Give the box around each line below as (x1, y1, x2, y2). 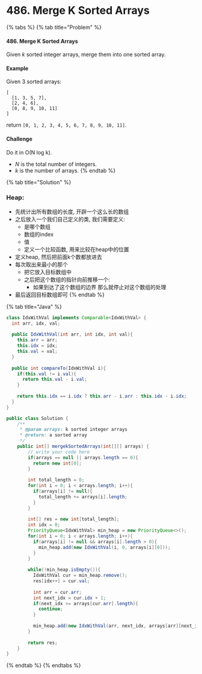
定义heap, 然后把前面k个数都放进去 (14, 253, 102, 260)
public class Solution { (6, 415, 69, 421)
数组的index (23, 230, 54, 238)
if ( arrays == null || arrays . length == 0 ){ (28, 454, 138, 460)
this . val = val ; (17, 348, 58, 355)
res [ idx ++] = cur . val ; (32, 578, 90, 584)
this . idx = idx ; (17, 343, 58, 349)
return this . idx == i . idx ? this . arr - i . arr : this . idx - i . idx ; (17, 393, 187, 399)
